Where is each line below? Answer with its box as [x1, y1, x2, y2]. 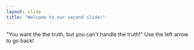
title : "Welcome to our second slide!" [6, 14, 106, 20]
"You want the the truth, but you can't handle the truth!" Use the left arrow [6, 30, 189, 37]
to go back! [6, 37, 34, 44]
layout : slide [6, 8, 42, 15]
